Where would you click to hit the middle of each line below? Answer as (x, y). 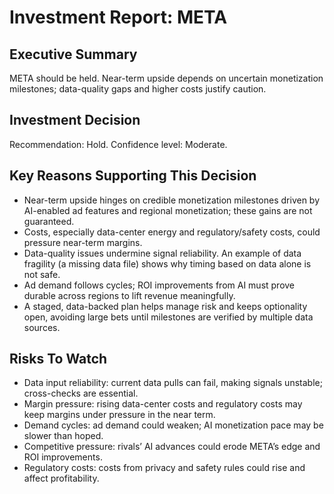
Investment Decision (75, 120)
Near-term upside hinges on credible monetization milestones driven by (172, 200)
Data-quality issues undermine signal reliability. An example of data (162, 253)
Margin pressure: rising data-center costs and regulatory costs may (163, 404)
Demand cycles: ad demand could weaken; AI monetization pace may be (173, 425)
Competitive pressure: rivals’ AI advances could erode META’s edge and (172, 447)
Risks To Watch (58, 359)
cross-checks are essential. (81, 393)
